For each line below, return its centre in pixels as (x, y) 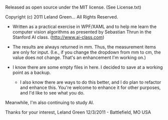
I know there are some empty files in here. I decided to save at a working (88, 67)
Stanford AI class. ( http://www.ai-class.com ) (58, 37)
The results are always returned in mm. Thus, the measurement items (84, 47)
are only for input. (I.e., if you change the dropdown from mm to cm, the (87, 52)
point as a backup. (32, 72)
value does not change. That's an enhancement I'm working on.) (79, 57)
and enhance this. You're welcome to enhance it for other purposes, (90, 87)
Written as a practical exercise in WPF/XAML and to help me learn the (85, 26)
